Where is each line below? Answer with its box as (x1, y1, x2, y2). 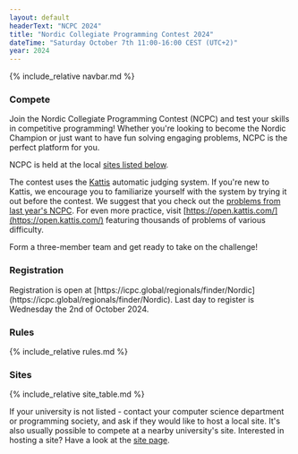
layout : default (9, 13, 70, 22)
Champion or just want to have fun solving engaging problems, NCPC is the (9, 133, 288, 143)
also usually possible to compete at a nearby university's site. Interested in (9, 425, 285, 436)
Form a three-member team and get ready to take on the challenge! (9, 242, 258, 253)
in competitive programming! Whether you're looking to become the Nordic (9, 123, 286, 134)
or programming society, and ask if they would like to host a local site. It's (9, 415, 280, 426)
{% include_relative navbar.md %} (9, 71, 136, 81)
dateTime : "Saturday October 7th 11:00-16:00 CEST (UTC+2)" (9, 38, 239, 47)
